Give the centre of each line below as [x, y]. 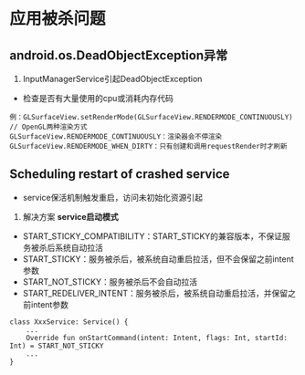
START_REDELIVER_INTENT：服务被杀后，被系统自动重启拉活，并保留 [155, 293]
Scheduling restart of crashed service [120, 174]
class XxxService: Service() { [69, 322]
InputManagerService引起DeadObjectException [112, 79]
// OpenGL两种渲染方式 [48, 127]
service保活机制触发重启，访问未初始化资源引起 [113, 197]
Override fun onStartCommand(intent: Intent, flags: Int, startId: [157, 338]
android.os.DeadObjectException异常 [119, 55]
